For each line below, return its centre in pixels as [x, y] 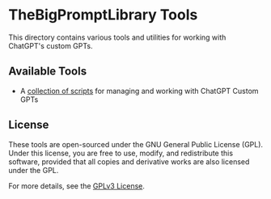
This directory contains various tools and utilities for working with [117, 37]
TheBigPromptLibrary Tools [103, 15]
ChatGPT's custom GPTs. [51, 45]
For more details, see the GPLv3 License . [77, 186]
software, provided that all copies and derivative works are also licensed [129, 161]
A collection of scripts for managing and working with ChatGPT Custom [139, 91]
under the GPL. [34, 170]
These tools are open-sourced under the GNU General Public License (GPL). [136, 144]
